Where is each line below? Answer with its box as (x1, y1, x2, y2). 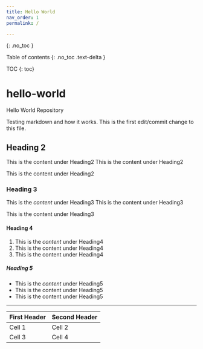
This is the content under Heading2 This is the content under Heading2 (6, 158, 184, 166)
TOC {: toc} (6, 65, 35, 73)
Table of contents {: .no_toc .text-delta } (6, 54, 106, 61)
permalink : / (6, 20, 39, 26)
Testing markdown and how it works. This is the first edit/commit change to (6, 119, 195, 126)
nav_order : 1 (6, 15, 39, 21)
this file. (6, 125, 26, 132)
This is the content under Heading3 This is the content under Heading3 (6, 199, 184, 206)
